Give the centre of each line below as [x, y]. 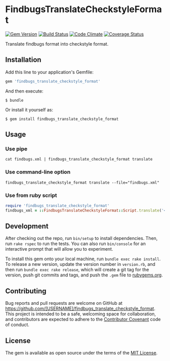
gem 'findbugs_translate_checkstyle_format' [53, 81]
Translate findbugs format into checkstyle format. [57, 44]
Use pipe [16, 149]
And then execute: [24, 91]
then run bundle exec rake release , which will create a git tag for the [77, 270]
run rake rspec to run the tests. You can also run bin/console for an [75, 244]
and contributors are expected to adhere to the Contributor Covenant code [83, 319]
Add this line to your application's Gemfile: [49, 72]
